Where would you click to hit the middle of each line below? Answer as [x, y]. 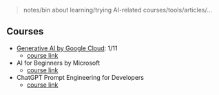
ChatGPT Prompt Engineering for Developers [80, 77]
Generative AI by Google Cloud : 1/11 [67, 48]
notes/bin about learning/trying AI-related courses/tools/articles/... [118, 10]
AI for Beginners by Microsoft [58, 63]
